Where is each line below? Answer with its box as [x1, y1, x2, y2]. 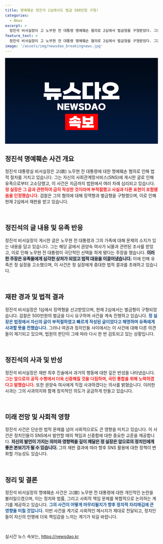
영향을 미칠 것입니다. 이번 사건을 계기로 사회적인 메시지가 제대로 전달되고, [5, 508, 144, 514]
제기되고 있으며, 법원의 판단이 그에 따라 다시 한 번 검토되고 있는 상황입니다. [14, 330, 155, 337]
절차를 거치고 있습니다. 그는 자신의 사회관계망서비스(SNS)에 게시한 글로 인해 [10, 175, 154, 181]
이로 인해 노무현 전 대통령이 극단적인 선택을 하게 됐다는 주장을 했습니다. [11, 249, 146, 255]
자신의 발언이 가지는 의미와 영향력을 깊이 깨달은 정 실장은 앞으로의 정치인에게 [11, 439, 154, 445]
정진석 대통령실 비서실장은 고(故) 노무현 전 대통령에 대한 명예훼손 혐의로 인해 [5, 168, 149, 174]
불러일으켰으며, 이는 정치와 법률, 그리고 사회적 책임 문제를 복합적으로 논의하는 [5, 495, 151, 502]
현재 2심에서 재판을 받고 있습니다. [5, 199, 69, 205]
